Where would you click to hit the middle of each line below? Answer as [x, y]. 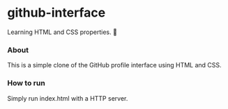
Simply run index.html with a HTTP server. [68, 98]
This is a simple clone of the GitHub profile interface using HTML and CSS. [114, 65]
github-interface [56, 13]
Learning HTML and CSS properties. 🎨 [62, 32]
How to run [26, 83]
